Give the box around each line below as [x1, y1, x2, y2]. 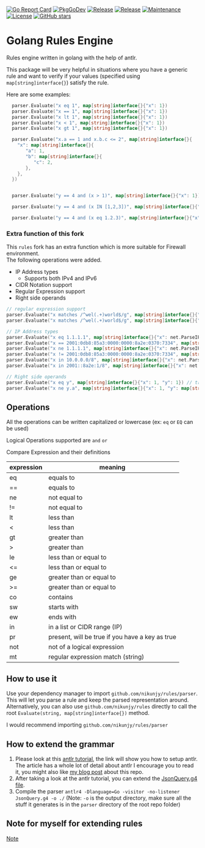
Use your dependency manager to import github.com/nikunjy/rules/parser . [6, 690, 198, 697]
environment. [6, 250, 40, 257]
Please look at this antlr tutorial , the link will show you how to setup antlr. [15, 755, 198, 763]
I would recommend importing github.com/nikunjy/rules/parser [6, 721, 168, 729]
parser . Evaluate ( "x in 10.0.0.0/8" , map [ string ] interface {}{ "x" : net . [6, 357, 190, 363]
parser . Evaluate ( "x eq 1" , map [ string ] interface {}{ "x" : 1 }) [12, 102, 168, 108]
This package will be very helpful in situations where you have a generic [6, 66, 188, 73]
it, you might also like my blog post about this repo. [15, 768, 144, 776]
